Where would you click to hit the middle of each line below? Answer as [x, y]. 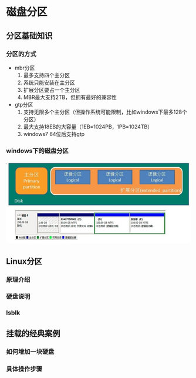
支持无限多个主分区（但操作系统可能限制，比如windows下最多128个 [105, 112]
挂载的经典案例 [33, 333]
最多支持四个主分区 [47, 75]
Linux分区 [24, 261]
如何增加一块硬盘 [30, 352]
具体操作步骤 [24, 369]
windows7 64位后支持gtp [54, 134]
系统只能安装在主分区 [49, 82]
